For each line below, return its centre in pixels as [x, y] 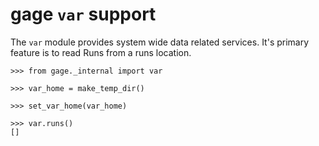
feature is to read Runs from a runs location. [101, 52]
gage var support [83, 14]
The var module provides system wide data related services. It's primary [160, 42]
